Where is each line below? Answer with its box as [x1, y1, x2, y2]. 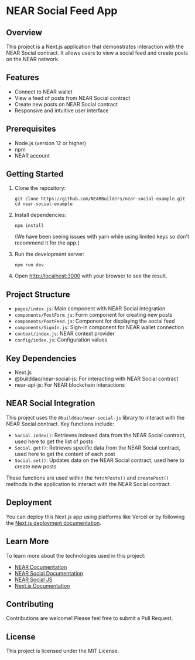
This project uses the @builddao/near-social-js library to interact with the [6, 414, 185, 421]
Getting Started [6, 169, 64, 179]
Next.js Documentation [14, 582, 70, 589]
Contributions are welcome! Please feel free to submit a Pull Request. [6, 615, 173, 622]
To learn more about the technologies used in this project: [6, 552, 146, 559]
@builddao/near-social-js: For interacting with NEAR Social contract [14, 375, 179, 383]
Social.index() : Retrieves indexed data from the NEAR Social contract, [14, 431, 186, 438]
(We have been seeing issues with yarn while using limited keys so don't [14, 233, 189, 240]
